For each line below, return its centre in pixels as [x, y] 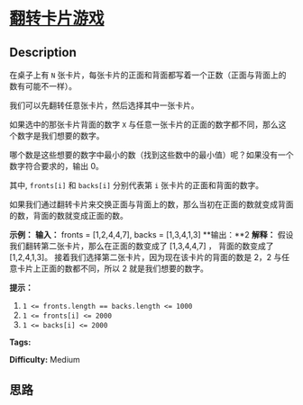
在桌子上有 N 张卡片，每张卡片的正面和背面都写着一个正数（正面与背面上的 [148, 75]
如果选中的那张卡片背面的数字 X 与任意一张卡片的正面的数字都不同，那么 [144, 124]
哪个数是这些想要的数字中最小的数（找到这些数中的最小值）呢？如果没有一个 [151, 155]
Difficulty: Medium [45, 360]
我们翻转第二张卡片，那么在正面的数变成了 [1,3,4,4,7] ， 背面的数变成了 [142, 246]
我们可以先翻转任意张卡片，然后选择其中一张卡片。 [104, 105]
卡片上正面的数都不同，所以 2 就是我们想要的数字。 [113, 268]
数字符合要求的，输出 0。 [56, 166]
